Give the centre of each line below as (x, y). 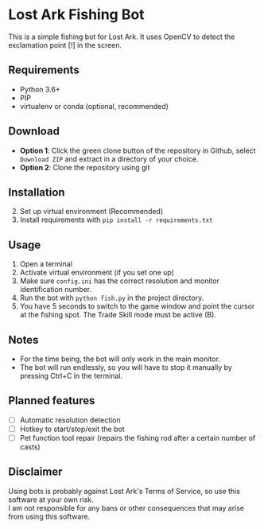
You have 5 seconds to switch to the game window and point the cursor (137, 306)
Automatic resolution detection (70, 420)
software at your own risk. (51, 500)
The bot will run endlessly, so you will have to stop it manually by (126, 367)
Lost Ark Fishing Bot (76, 15)
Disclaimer (35, 472)
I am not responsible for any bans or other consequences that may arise (126, 508)
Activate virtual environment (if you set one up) (97, 273)
